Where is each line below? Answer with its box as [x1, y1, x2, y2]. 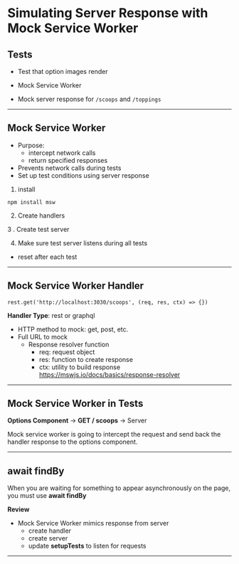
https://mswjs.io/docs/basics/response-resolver [38, 370, 181, 378]
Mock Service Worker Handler [7, 280, 144, 292]
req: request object [38, 347, 95, 356]
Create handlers [17, 211, 65, 220]
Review [7, 505, 30, 514]
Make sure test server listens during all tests [17, 238, 148, 247]
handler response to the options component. [7, 437, 138, 446]
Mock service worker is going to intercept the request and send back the [7, 430, 221, 439]
